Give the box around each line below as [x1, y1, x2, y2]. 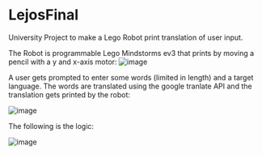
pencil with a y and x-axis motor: [8, 57, 117, 67]
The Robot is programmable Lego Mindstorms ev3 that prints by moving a [8, 48, 255, 58]
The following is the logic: [8, 121, 95, 131]
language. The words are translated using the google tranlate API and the [8, 81, 252, 91]
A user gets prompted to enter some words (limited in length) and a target [8, 72, 254, 82]
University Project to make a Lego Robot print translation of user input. [8, 32, 243, 42]
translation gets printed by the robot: [8, 89, 131, 99]
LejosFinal [8, 6, 79, 24]
